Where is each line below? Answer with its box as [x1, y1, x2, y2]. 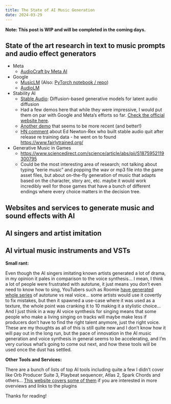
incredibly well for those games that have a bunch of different [20, 183, 151, 189]
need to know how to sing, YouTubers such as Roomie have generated [5, 286, 154, 292]
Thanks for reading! [5, 393, 47, 399]
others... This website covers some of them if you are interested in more [5, 377, 157, 383]
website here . [20, 118, 50, 124]
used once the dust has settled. [5, 346, 72, 353]
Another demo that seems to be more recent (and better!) [20, 123, 142, 129]
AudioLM [20, 85, 40, 91]
